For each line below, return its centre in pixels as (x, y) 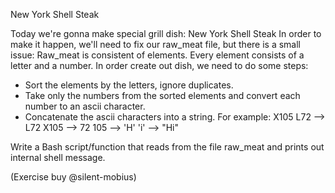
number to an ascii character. (85, 106)
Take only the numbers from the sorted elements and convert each (162, 95)
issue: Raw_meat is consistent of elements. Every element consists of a (157, 55)
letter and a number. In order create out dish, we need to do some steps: (159, 65)
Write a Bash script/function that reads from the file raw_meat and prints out (167, 147)
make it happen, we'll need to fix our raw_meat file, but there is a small (156, 44)
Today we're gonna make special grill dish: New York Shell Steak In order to (166, 33)
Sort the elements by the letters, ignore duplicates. (129, 85)
